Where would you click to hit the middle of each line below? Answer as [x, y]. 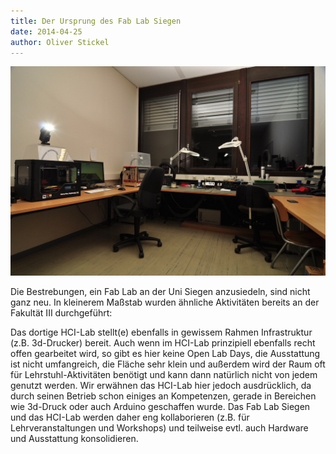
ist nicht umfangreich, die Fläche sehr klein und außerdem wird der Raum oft [168, 364]
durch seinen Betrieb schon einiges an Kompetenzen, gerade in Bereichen [163, 396]
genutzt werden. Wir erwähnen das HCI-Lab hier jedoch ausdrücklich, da [161, 386]
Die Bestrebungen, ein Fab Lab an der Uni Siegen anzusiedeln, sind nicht [160, 292]
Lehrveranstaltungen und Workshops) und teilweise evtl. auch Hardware [159, 428]
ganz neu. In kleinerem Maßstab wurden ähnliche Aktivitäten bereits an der [165, 302]
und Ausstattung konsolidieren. [74, 439]
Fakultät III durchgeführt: [61, 313]
